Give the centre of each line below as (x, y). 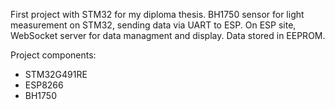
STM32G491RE (56, 74)
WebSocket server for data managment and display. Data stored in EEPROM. (168, 35)
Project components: (53, 55)
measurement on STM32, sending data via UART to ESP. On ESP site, (153, 25)
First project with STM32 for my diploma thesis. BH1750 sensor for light (157, 14)
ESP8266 (44, 85)
